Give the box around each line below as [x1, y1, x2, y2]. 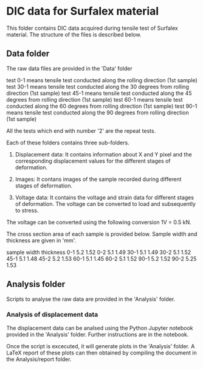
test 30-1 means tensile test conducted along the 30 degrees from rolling [6, 83, 190, 90]
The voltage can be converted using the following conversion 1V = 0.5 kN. [6, 218, 191, 226]
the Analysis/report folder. [6, 355, 72, 363]
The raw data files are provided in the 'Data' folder [6, 65, 132, 72]
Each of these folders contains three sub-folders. [6, 139, 129, 146]
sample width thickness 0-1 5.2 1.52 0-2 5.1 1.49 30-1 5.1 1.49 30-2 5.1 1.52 [6, 248, 191, 256]
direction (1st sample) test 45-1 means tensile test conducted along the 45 [6, 90, 192, 97]
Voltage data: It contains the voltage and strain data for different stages [15, 194, 194, 201]
